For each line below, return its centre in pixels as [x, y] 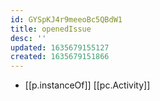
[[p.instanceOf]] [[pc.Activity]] [87, 85]
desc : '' [28, 38]
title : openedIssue [51, 29]
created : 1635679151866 [60, 57]
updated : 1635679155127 [60, 47]
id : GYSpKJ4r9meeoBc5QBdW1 [66, 19]
